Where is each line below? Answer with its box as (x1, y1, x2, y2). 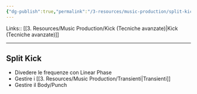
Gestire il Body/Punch (14, 82, 67, 89)
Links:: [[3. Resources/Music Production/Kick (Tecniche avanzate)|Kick (6, 25, 178, 32)
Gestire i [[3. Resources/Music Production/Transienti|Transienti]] (14, 75, 171, 82)
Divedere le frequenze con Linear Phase (14, 69, 112, 76)
